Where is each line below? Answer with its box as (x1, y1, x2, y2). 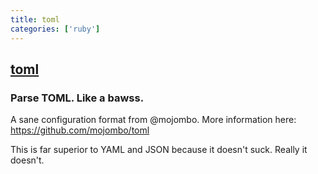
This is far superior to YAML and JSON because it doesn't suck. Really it (10, 144, 308, 156)
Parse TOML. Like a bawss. (10, 91, 145, 105)
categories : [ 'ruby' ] (10, 24, 101, 34)
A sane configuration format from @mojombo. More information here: (10, 114, 297, 126)
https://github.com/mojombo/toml (10, 124, 150, 136)
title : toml (10, 14, 60, 25)
